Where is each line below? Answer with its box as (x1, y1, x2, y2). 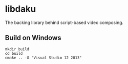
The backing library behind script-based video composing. (5, 20, 124, 25)
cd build (5, 51, 23, 56)
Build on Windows (5, 34, 62, 42)
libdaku (5, 3, 36, 15)
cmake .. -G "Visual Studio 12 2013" (5, 55, 82, 60)
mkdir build (5, 46, 29, 52)
